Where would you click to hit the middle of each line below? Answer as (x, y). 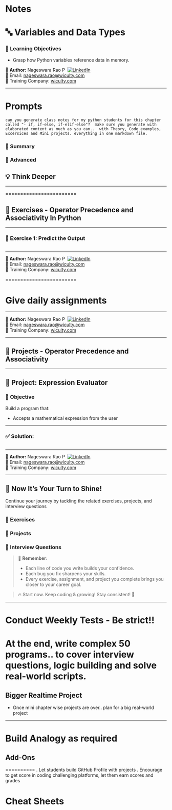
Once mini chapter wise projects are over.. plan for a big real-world (83, 707)
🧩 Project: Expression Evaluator (57, 382)
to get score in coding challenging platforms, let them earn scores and (79, 775)
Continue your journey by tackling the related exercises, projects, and (79, 501)
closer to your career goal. (53, 584)
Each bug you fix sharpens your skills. (66, 574)
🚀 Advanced (21, 160)
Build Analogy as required (61, 738)
